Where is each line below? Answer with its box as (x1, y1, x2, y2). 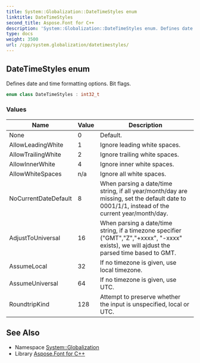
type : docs (6, 31, 33, 37)
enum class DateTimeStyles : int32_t (6, 91, 100, 97)
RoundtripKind (9, 300, 49, 308)
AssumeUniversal (9, 279, 58, 287)
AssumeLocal (9, 262, 48, 270)
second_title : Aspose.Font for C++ (6, 20, 95, 26)
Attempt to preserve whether (100, 293, 181, 301)
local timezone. (100, 266, 143, 274)
